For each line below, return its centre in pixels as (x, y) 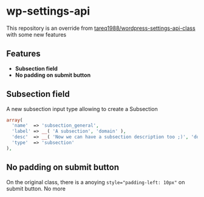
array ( (15, 120)
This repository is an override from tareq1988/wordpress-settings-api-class (101, 28)
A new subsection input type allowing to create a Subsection (82, 109)
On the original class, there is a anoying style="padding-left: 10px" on (96, 182)
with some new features (36, 34)
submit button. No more (36, 188)
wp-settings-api (48, 11)
